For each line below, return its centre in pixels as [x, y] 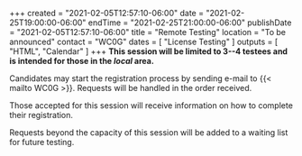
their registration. [41, 115]
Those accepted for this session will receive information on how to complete [151, 106]
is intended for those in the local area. [82, 61]
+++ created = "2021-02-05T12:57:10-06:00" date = [107, 13]
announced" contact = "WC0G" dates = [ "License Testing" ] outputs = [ [144, 41]
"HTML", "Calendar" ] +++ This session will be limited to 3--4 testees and [149, 51]
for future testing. [42, 142]
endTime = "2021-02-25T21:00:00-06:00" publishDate [190, 23]
